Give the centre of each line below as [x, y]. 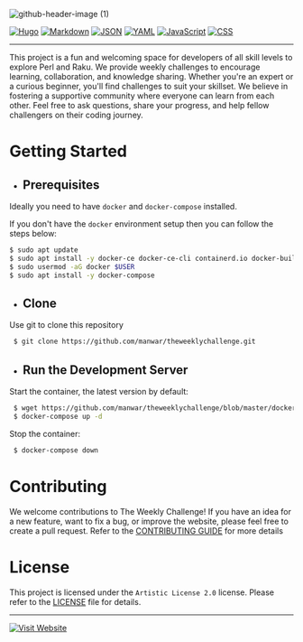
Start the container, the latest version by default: [99, 391]
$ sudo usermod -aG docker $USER [72, 266]
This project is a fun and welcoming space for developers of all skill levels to [151, 57]
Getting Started [69, 151]
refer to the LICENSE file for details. [75, 601]
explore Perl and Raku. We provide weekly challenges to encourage [135, 67]
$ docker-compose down [56, 450]
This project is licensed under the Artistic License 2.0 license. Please [142, 592]
